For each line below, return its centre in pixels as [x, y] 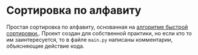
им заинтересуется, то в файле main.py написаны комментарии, [90, 39]
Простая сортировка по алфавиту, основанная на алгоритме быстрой [97, 27]
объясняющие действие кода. [46, 46]
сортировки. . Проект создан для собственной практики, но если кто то [99, 33]
